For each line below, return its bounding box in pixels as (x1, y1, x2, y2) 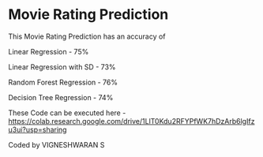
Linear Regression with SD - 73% (8, 62, 116, 72)
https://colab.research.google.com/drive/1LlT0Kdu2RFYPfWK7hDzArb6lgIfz (8, 116, 255, 125)
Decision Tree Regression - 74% (8, 92, 114, 102)
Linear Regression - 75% (8, 47, 89, 56)
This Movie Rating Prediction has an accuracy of (8, 32, 166, 41)
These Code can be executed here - (8, 108, 126, 118)
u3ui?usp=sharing (8, 125, 67, 134)
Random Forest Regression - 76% (8, 77, 118, 87)
